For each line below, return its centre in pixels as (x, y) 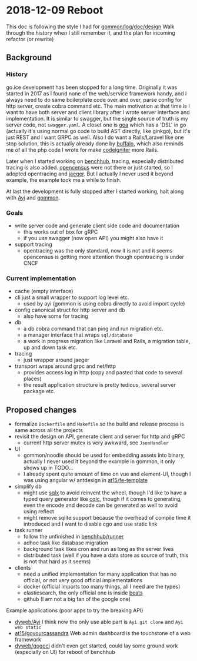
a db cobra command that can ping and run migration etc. (93, 329)
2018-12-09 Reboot (55, 10)
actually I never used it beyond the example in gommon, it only (99, 461)
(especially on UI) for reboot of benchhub (65, 652)
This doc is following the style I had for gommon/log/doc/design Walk (90, 26)
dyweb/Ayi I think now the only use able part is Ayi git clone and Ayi (99, 622)
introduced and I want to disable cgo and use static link (90, 524)
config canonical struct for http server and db (70, 310)
